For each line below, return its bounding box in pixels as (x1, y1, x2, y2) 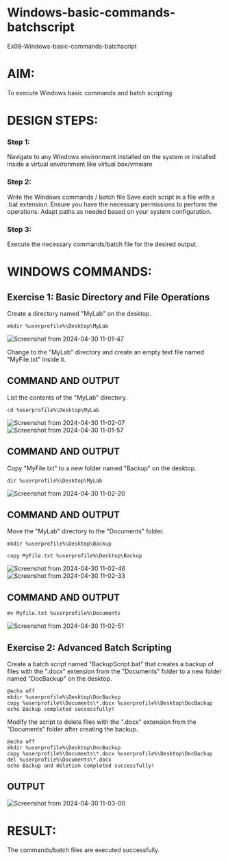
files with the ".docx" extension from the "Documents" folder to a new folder (7, 667, 223, 676)
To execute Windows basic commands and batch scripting (7, 88, 173, 97)
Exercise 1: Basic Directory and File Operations (7, 291, 210, 303)
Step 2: (7, 177, 32, 186)
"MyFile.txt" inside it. (7, 355, 66, 363)
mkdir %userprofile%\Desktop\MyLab (7, 322, 109, 330)
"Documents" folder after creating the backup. (7, 725, 138, 733)
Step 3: (7, 224, 32, 234)
